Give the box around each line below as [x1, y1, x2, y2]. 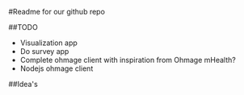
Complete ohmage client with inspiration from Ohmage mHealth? [19, 56, 236, 64]
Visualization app [19, 38, 78, 47]
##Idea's [8, 80, 38, 89]
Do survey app [19, 47, 69, 56]
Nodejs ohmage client [19, 64, 94, 73]
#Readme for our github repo [8, 7, 105, 16]
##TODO [8, 23, 38, 31]
